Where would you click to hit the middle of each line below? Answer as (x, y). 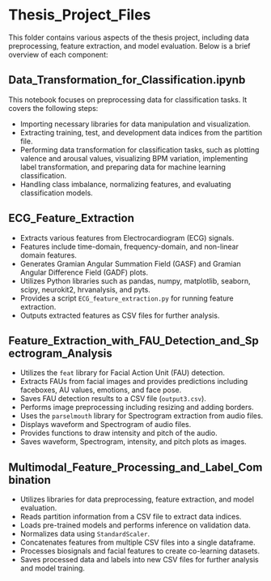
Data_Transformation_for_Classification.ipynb (127, 80)
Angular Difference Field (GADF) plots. (84, 272)
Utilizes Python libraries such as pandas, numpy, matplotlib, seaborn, (135, 280)
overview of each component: (58, 54)
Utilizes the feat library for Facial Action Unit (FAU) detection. (122, 373)
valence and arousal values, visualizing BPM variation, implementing (134, 158)
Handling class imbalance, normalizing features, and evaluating (126, 184)
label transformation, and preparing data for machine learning (123, 167)
